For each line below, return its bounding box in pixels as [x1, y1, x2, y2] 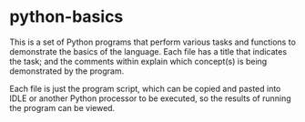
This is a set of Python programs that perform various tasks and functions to [9, 36, 296, 47]
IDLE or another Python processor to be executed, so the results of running [9, 93, 291, 104]
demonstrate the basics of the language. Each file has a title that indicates [9, 46, 288, 56]
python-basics [9, 6, 124, 27]
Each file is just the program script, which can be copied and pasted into [9, 83, 281, 94]
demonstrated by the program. [9, 66, 125, 76]
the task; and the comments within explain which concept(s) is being [9, 56, 268, 66]
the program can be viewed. [9, 102, 116, 113]
